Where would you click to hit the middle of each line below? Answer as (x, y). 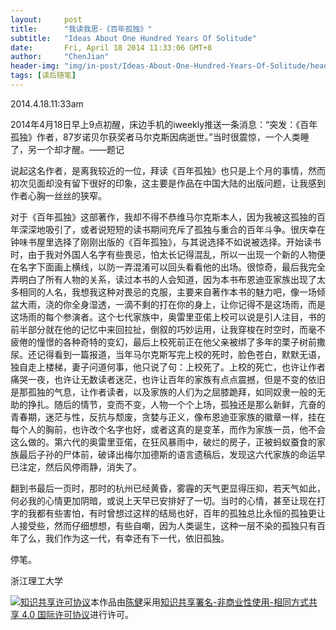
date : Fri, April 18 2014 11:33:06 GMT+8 (111, 47)
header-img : (35, 66)
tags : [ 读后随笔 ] (43, 76)
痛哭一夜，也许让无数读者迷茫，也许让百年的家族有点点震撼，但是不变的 (159, 379)
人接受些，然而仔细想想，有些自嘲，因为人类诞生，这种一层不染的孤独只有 (163, 525)
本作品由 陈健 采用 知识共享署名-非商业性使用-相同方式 (199, 602)
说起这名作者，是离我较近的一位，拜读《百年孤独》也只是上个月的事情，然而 (168, 170)
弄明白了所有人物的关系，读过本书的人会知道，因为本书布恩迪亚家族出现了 (163, 279)
